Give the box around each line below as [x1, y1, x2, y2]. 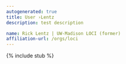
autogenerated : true [6, 8, 58, 15]
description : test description [6, 20, 84, 25]
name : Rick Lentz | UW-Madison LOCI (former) [6, 30, 121, 36]
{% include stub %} [6, 52, 55, 59]
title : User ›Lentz [6, 14, 55, 20]
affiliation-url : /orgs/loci [6, 36, 78, 42]
